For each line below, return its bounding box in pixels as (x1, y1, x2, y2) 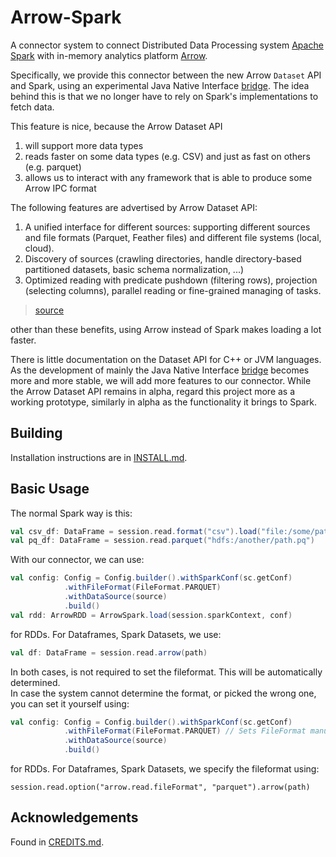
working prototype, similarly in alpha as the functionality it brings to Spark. (10, 396, 317, 408)
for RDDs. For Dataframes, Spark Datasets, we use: (10, 628, 222, 640)
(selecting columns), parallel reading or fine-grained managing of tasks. (24, 284, 322, 296)
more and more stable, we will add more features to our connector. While (10, 374, 312, 386)
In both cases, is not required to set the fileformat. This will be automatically (10, 666, 323, 678)
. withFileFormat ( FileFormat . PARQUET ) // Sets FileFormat (63, 726, 307, 736)
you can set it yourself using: (10, 697, 130, 710)
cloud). (24, 242, 55, 254)
